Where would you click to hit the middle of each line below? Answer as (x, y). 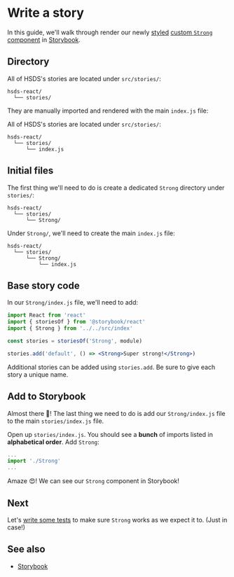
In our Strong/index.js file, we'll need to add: (73, 303)
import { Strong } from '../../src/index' (70, 328)
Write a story (46, 13)
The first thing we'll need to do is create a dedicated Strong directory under (116, 188)
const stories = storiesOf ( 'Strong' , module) (75, 341)
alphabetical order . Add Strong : (53, 442)
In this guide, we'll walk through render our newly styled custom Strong (110, 32)
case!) (16, 527)
